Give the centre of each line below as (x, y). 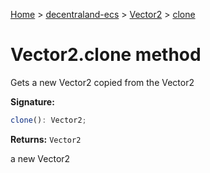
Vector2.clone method (106, 55)
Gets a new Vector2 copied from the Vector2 (102, 82)
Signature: (32, 101)
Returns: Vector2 (46, 139)
